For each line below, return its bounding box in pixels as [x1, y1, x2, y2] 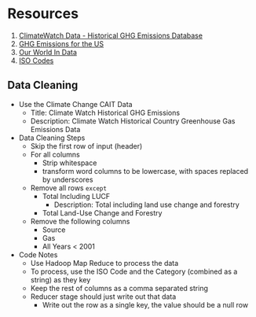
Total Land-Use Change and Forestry [42, 208, 163, 217]
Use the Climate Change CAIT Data [18, 99, 133, 109]
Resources [7, 5, 79, 23]
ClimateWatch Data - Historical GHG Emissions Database [18, 31, 203, 40]
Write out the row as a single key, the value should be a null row [42, 300, 249, 309]
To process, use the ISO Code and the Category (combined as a [30, 267, 238, 276]
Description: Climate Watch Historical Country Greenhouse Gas [30, 116, 236, 126]
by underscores [42, 175, 93, 184]
